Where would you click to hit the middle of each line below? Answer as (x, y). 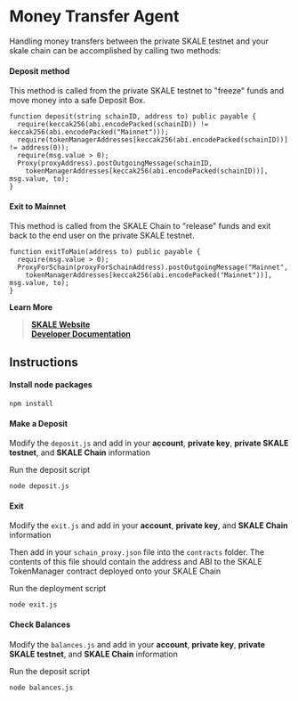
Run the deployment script (58, 589)
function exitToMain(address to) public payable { (105, 252)
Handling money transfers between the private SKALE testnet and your (139, 41)
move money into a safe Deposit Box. (77, 101)
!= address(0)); (39, 148)
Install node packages (51, 385)
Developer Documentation (81, 334)
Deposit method (40, 71)
